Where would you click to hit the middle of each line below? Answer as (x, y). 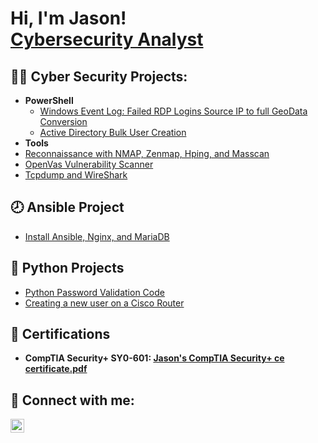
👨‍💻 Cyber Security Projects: (99, 76)
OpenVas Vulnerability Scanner (89, 164)
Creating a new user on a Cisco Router (104, 303)
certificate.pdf (56, 369)
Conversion (63, 121)
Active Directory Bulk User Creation (113, 132)
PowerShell (49, 100)
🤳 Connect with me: (72, 400)
